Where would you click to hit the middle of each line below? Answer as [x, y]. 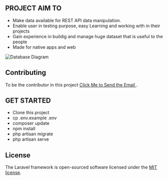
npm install [24, 129]
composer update [31, 123]
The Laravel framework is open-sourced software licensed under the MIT [81, 167]
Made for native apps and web [44, 47]
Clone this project [31, 113]
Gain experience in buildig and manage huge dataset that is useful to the [88, 36]
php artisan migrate [33, 134]
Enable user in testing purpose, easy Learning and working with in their [86, 26]
